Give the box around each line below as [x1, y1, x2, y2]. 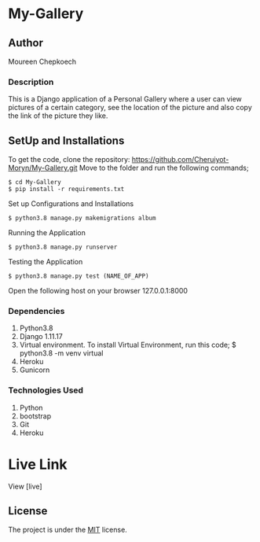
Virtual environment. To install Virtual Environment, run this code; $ [19, 340, 237, 350]
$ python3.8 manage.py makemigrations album [8, 214, 156, 223]
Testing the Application [8, 257, 83, 267]
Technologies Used [8, 385, 84, 396]
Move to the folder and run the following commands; [79, 163, 249, 173]
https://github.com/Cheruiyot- [131, 155, 229, 164]
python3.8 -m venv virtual [19, 348, 104, 358]
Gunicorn [19, 365, 50, 374]
